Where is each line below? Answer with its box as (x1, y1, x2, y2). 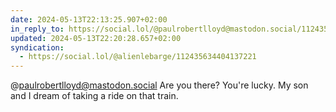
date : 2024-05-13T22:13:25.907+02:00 (10, 14, 168, 25)
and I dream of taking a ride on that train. (10, 90, 179, 102)
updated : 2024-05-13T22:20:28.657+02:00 (10, 33, 182, 43)
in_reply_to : (10, 24, 65, 34)
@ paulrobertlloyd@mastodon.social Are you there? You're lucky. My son (10, 79, 309, 91)
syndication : (10, 42, 65, 53)
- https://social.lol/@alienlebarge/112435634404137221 (19, 52, 257, 62)
